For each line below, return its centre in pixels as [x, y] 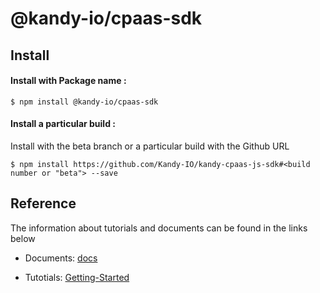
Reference [43, 203]
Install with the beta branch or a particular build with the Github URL [150, 146]
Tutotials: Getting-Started [77, 277]
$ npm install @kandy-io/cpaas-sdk [84, 102]
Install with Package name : [68, 81]
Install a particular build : [63, 124]
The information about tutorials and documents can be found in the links [159, 228]
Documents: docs [61, 258]
